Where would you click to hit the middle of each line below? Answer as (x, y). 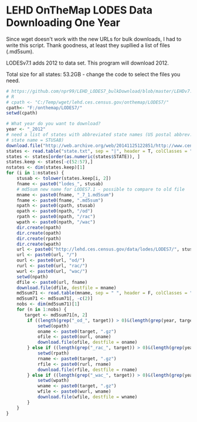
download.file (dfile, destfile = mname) (67, 288)
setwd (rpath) (53, 353)
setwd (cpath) (22, 113)
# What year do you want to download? (53, 124)
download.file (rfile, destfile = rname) (87, 370)
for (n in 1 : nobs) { (42, 310)
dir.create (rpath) (39, 239)
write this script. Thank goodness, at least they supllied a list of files (88, 45)
